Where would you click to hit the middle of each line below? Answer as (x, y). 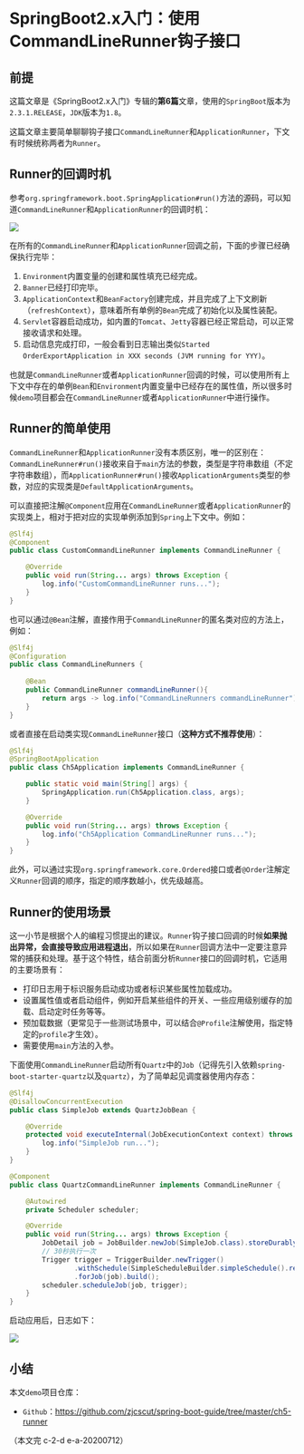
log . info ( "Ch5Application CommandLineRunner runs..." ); (149, 834)
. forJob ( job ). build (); (117, 1276)
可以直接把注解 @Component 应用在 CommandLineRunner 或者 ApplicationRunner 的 (150, 505)
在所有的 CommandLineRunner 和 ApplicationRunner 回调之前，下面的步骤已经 (146, 245)
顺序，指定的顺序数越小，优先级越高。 (136, 881)
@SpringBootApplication (54, 759)
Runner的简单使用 (60, 428)
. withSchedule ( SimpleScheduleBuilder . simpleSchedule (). (181, 1268)
